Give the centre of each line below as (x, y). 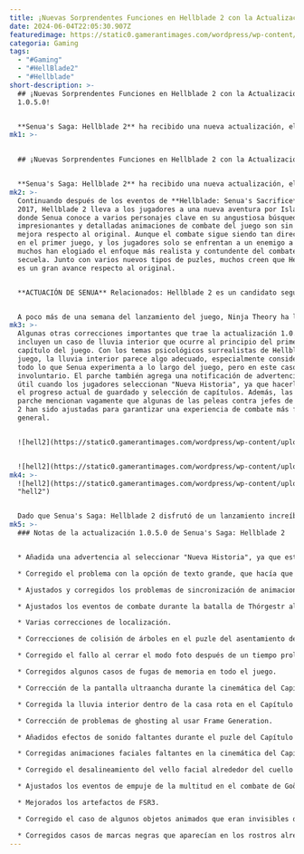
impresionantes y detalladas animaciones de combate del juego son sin (156, 226)
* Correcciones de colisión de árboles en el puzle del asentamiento (151, 639)
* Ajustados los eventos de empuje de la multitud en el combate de (149, 786)
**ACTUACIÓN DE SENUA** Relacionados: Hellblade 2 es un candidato (147, 292)
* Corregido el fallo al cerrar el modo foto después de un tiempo (147, 655)
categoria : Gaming (44, 43)
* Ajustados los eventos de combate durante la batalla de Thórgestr (151, 607)
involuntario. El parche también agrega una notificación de (135, 376)
